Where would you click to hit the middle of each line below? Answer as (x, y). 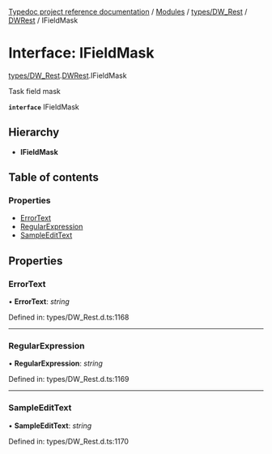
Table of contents (53, 178)
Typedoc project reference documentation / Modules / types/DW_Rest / (128, 12)
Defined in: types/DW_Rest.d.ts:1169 (69, 379)
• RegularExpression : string (56, 363)
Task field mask (34, 91)
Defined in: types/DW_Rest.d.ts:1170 (69, 441)
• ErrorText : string (39, 302)
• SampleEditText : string (50, 426)
